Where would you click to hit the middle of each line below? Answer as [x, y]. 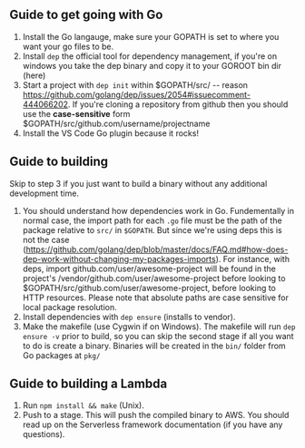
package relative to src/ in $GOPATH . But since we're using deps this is [152, 229]
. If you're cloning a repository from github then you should [178, 104]
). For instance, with [253, 258]
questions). [44, 434]
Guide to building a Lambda [89, 384]
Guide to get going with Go [86, 15]
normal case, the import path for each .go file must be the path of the [152, 220]
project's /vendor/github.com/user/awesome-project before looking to [154, 278]
